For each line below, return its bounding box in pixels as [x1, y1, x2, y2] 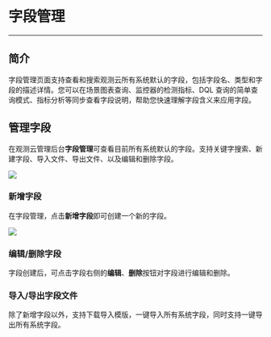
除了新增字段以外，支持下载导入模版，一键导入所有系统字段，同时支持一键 [8, 310, 256, 319]
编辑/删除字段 [8, 248, 62, 259]
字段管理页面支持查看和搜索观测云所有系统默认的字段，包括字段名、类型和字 [8, 74, 263, 85]
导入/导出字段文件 [8, 290, 78, 302]
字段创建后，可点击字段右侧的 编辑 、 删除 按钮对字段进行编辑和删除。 [8, 268, 235, 278]
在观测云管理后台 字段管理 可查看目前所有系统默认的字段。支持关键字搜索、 [8, 144, 256, 153]
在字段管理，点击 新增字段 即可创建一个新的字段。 [8, 210, 171, 220]
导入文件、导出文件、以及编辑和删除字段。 [35, 154, 178, 164]
